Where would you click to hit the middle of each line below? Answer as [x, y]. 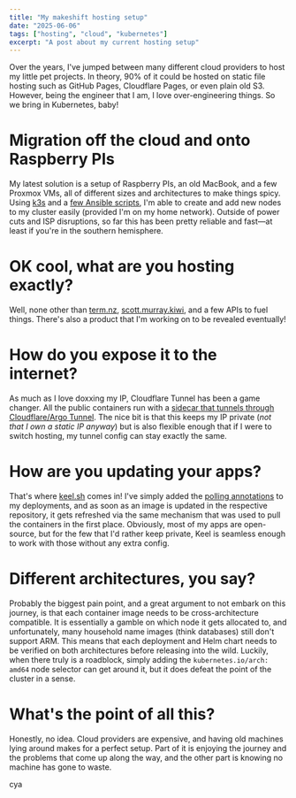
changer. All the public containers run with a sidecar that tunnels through [142, 408]
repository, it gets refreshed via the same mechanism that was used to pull [145, 515]
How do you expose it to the [114, 355]
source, [23, 533]
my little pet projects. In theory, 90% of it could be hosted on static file [137, 77]
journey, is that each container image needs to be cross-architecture [134, 612]
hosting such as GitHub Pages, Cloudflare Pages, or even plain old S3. [137, 86]
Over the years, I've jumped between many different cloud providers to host [147, 67]
